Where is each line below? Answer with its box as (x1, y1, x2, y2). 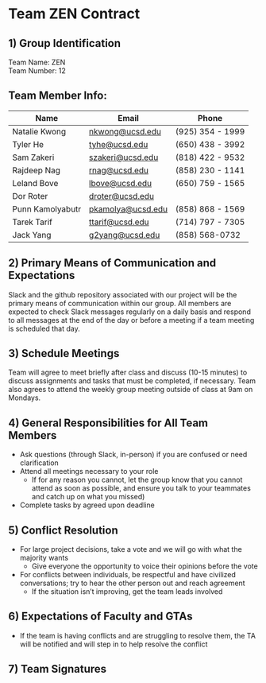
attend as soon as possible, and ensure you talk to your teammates (31, 483, 252, 493)
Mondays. (8, 393, 41, 402)
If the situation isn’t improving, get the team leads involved (31, 587, 223, 596)
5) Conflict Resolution (8, 523, 118, 537)
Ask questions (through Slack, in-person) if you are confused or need (19, 450, 248, 460)
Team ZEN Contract (8, 5, 141, 23)
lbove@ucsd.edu (88, 177, 152, 188)
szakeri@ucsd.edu (88, 152, 159, 163)
